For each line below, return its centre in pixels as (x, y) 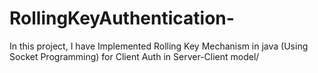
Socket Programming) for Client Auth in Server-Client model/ (134, 56)
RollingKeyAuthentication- (122, 18)
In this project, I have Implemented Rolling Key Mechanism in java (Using (159, 46)
